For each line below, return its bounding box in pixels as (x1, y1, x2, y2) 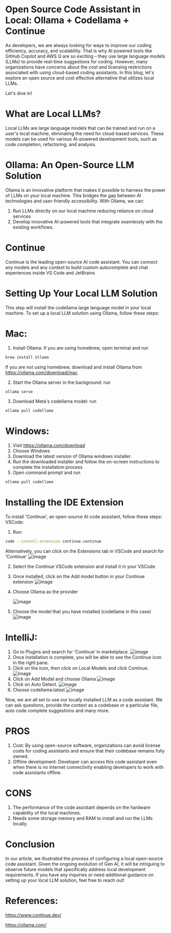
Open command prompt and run (12, 469, 81, 476)
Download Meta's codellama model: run (12, 398, 97, 404)
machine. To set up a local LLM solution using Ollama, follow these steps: (5, 310, 159, 316)
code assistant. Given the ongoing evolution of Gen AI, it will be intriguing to (5, 860, 165, 867)
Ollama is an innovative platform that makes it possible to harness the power (5, 187, 166, 193)
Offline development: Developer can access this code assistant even (12, 758, 157, 765)
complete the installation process (12, 464, 83, 470)
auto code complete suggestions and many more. (5, 707, 110, 714)
